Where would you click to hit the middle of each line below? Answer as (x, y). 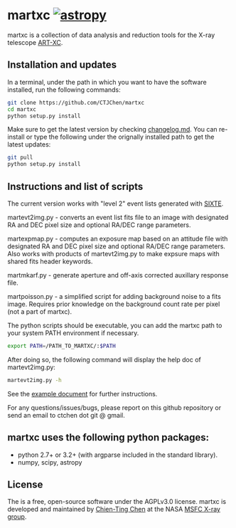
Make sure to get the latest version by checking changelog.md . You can (113, 130)
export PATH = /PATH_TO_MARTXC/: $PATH (61, 346)
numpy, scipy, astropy (50, 462)
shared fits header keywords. (50, 261)
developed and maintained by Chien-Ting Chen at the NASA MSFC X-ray (114, 509)
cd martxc (22, 109)
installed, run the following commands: (64, 90)
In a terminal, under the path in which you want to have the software (107, 82)
